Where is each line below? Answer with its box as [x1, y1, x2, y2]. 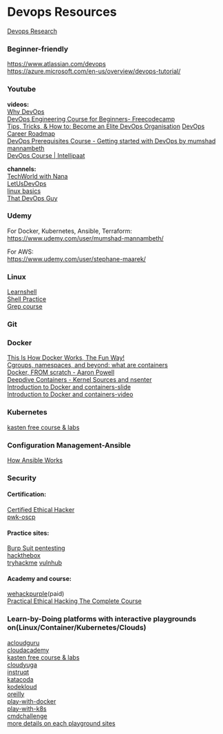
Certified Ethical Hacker [7, 506, 75, 514]
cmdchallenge [7, 711, 47, 720]
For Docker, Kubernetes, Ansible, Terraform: [7, 227, 133, 235]
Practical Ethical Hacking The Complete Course [7, 597, 142, 605]
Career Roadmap [7, 129, 56, 138]
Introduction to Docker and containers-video [7, 390, 134, 398]
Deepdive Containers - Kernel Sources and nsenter [7, 376, 152, 384]
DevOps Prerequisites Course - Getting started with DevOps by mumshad [7, 136, 216, 145]
